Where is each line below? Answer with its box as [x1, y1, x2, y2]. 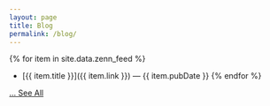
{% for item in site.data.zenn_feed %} [9, 54, 146, 64]
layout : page [9, 12, 58, 22]
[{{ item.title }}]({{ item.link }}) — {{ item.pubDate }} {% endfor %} [21, 71, 262, 81]
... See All [9, 87, 44, 98]
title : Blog [9, 21, 53, 30]
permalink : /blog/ [9, 29, 77, 38]
